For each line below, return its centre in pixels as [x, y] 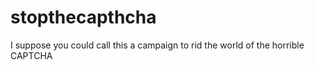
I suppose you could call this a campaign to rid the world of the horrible [157, 45]
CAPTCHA [31, 55]
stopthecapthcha [83, 17]
